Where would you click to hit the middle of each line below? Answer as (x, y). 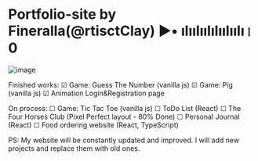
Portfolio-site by (62, 14)
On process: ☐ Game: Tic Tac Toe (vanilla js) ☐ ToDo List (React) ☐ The (125, 108)
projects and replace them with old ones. (74, 148)
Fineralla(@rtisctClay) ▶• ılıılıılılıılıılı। (131, 31)
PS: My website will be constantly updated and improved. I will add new (124, 140)
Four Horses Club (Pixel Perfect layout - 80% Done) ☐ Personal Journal (124, 116)
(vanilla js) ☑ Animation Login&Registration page (86, 93)
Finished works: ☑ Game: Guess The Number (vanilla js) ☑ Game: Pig (120, 84)
